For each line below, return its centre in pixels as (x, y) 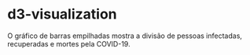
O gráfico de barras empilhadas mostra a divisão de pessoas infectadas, (125, 36)
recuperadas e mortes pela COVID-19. (69, 43)
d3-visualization (62, 14)
